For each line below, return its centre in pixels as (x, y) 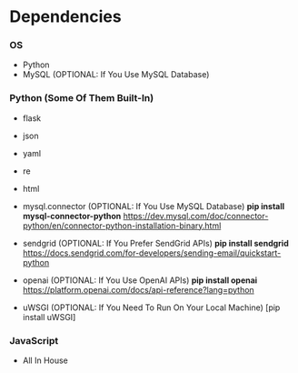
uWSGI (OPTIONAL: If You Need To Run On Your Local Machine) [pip (151, 307)
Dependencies (65, 17)
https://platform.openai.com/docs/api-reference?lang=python (138, 289)
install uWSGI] (49, 317)
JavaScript (34, 340)
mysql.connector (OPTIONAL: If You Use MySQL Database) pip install (154, 206)
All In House (45, 360)
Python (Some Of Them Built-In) (82, 98)
